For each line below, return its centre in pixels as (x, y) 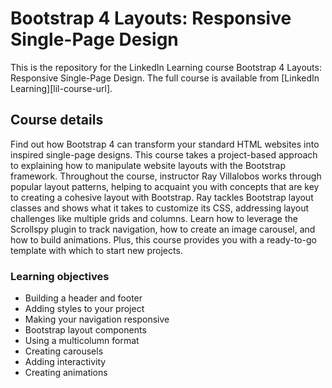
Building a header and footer (83, 298)
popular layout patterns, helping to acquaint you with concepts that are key (165, 186)
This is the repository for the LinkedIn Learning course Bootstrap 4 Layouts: (166, 67)
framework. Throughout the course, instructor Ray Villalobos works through (166, 176)
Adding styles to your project (84, 309)
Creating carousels (64, 351)
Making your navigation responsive (97, 319)
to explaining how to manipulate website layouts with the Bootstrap (148, 165)
